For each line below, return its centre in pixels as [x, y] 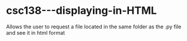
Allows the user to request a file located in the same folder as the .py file [94, 27]
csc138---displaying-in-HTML [81, 11]
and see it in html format [36, 32]
